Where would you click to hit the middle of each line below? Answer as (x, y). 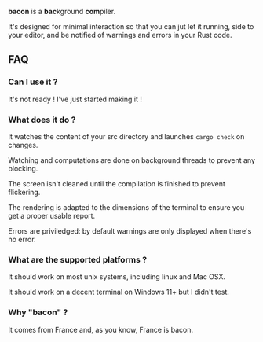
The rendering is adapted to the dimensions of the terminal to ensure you (126, 207)
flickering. (24, 192)
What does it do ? (42, 120)
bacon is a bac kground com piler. (62, 11)
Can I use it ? (33, 82)
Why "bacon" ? (38, 312)
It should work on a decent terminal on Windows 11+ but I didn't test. (119, 292)
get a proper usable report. (52, 215)
